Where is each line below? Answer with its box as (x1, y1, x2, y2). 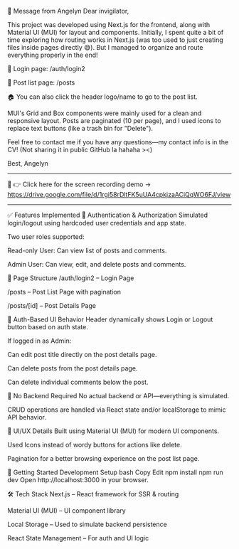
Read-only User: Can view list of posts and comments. (7, 246, 167, 255)
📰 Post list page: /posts (7, 78, 75, 87)
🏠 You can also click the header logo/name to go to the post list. (7, 92, 198, 101)
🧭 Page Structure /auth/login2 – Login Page (7, 274, 134, 282)
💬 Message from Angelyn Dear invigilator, (7, 7, 129, 15)
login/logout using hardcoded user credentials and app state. (7, 219, 186, 227)
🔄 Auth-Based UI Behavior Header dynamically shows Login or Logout (7, 315, 213, 324)
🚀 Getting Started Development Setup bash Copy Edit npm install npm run (7, 468, 223, 476)
